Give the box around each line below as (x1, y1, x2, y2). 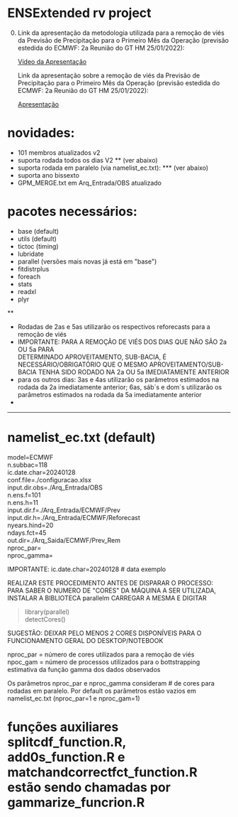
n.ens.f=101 (7, 490, 41, 499)
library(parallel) (24, 607, 69, 616)
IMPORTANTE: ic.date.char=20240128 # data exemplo (7, 565, 166, 573)
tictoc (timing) (17, 242, 59, 250)
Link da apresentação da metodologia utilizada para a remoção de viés (17, 28, 225, 37)
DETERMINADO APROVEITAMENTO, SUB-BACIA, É (17, 352, 166, 361)
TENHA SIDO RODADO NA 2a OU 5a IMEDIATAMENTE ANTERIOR (38, 367, 229, 376)
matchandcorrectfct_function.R (7, 764, 198, 780)
